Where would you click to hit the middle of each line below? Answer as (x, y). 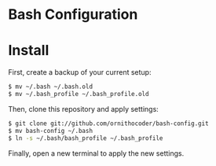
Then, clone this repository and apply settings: (83, 109)
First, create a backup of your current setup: (80, 72)
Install (29, 51)
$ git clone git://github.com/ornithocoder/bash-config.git (109, 124)
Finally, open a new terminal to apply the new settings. (96, 153)
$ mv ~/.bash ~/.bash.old (50, 87)
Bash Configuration (73, 15)
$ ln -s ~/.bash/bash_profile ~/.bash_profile (86, 138)
